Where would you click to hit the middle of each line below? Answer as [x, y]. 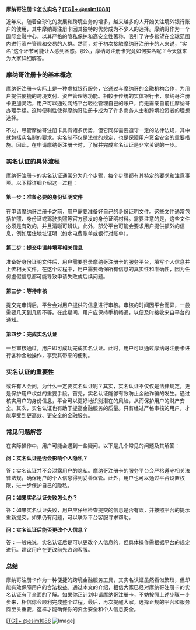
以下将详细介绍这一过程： [47, 183]
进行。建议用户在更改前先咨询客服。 [50, 550]
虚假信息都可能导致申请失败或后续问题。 [60, 276]
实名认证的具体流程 [33, 161]
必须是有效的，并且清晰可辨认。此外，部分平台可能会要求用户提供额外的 [93, 226]
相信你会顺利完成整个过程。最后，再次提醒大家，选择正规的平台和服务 [106, 602]
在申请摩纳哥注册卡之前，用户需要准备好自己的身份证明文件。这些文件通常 [95, 211]
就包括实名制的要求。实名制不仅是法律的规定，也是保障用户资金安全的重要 [95, 137]
